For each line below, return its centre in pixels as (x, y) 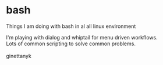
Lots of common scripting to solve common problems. (71, 44)
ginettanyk (19, 56)
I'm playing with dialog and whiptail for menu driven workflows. (82, 37)
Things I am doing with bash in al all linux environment (71, 26)
